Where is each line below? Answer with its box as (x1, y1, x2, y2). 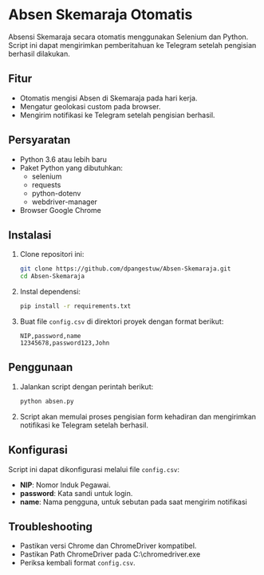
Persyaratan (8, 133, 71, 147)
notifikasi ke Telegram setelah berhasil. (19, 420, 149, 430)
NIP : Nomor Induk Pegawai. (19, 480, 111, 490)
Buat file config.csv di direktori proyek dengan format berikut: (19, 317, 224, 326)
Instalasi (8, 228, 52, 242)
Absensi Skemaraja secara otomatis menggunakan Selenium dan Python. (8, 32, 249, 41)
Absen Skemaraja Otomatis (8, 6, 193, 24)
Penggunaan (8, 360, 73, 374)
